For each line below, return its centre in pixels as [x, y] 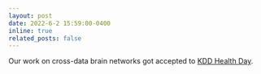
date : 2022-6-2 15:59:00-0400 [60, 23]
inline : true [30, 31]
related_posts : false [45, 38]
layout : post [30, 16]
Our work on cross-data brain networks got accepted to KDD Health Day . [131, 61]
